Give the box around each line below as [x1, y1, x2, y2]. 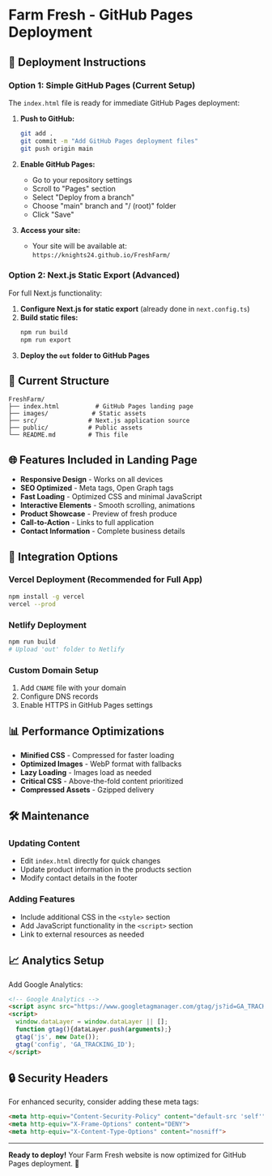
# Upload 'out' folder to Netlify [8, 645, 125, 653]
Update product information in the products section [19, 864, 192, 874]
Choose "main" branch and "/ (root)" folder [32, 200, 176, 210]
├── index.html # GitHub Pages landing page [8, 403, 194, 411]
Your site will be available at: [32, 241, 127, 251]
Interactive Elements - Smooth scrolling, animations [19, 501, 196, 510]
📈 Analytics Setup [8, 954, 104, 967]
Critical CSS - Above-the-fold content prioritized [19, 776, 184, 786]
